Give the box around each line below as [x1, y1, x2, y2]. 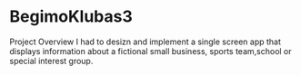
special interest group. [9, 55, 94, 66]
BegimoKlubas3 [9, 6, 134, 27]
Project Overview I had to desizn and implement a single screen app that [9, 36, 282, 47]
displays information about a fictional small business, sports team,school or [9, 45, 293, 56]
